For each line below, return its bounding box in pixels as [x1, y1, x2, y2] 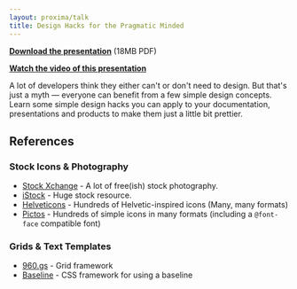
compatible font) [40, 218, 101, 229]
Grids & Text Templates [9, 240, 112, 253]
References [9, 134, 74, 149]
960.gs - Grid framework [21, 261, 113, 271]
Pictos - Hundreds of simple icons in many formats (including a [21, 209, 253, 220]
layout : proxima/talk [9, 12, 90, 22]
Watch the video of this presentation [9, 63, 147, 74]
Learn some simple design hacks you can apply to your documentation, [9, 98, 270, 109]
